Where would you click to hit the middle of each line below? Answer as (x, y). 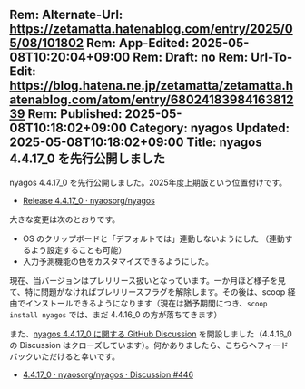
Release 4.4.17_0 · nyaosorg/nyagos (89, 200)
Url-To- (272, 58)
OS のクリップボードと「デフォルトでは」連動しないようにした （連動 (154, 238)
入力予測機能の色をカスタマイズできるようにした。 (118, 261)
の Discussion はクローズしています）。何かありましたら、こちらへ (133, 345)
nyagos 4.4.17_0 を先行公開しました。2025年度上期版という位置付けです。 (148, 182)
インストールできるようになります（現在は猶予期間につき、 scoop (146, 303)
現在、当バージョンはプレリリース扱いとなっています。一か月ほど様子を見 (148, 280)
